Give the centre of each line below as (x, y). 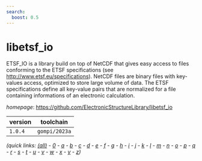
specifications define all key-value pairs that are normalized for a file (91, 89)
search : (16, 12)
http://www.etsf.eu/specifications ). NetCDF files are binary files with (91, 76)
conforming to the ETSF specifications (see (60, 70)
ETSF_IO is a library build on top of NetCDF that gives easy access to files (98, 64)
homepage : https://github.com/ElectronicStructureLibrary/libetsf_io (90, 107)
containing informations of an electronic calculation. (71, 96)
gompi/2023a (54, 132)
